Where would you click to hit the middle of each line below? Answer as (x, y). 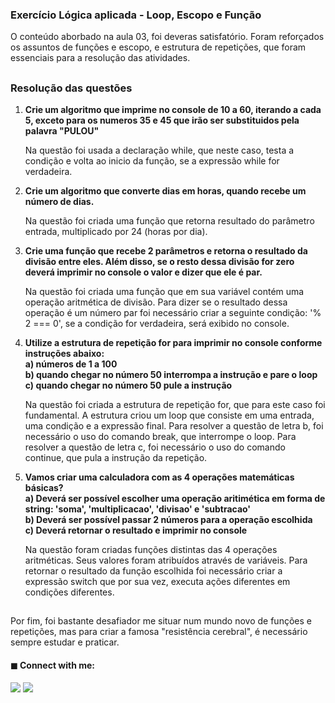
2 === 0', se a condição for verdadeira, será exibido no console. (157, 324)
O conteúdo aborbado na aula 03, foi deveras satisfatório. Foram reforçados (167, 37)
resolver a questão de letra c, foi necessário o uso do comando (155, 447)
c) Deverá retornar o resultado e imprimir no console (136, 530)
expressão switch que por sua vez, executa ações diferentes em (157, 582)
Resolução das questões (71, 88)
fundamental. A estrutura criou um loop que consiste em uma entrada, (169, 415)
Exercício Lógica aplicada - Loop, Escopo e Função (136, 15)
